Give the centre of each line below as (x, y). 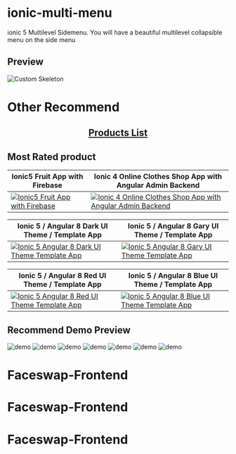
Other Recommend (64, 107)
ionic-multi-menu (60, 13)
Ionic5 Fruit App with (47, 177)
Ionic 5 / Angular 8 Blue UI (173, 276)
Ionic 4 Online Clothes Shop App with (158, 177)
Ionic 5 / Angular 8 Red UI (63, 276)
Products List (118, 133)
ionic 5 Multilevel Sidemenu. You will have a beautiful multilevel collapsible (115, 32)
